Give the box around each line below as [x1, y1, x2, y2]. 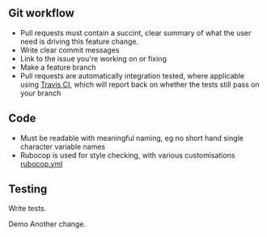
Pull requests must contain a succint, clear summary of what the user [19, 28, 252, 37]
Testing [8, 182, 48, 197]
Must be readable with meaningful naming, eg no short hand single [19, 133, 244, 142]
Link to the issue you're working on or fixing [19, 53, 167, 63]
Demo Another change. [8, 219, 87, 229]
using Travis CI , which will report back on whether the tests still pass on [19, 79, 261, 89]
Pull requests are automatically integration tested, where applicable [19, 70, 245, 80]
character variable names [19, 142, 106, 151]
